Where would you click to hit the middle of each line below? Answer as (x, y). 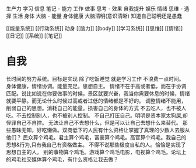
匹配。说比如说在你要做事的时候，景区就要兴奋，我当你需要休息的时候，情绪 (98, 93)
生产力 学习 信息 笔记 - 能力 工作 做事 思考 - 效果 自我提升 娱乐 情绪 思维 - (94, 8)
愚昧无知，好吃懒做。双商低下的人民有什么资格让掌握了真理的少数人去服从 (100, 130)
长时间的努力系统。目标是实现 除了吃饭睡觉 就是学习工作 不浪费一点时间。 (95, 78)
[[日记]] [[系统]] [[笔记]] (34, 36)
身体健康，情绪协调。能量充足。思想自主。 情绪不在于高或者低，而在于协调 (96, 86)
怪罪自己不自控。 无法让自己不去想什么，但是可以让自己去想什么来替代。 (94, 122)
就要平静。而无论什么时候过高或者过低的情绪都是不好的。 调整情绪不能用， (96, 101)
